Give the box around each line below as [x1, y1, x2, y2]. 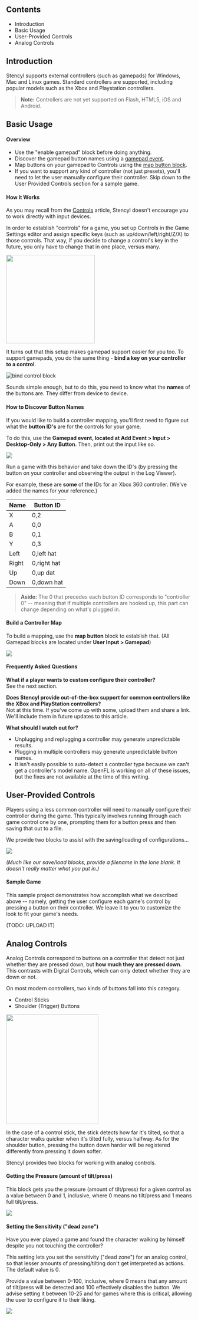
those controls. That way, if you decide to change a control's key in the [6, 237, 179, 244]
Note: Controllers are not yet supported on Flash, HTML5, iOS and [20, 96, 181, 103]
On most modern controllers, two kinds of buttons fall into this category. [6, 984, 181, 991]
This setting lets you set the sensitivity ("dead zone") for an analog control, [6, 1253, 189, 1261]
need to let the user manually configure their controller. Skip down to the [14, 174, 191, 181]
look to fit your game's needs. [6, 911, 78, 918]
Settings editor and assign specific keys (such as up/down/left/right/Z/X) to [6, 231, 190, 238]
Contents [6, 5, 41, 15]
